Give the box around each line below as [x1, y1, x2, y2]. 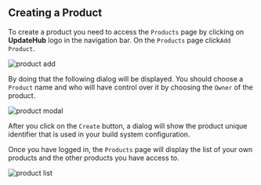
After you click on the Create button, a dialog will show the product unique [8, 121, 248, 130]
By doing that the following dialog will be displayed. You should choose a [8, 74, 244, 83]
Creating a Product [8, 6, 103, 20]
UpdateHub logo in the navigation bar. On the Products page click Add [8, 35, 231, 45]
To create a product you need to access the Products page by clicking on [8, 27, 245, 36]
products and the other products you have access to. [8, 153, 179, 162]
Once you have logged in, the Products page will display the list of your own [8, 144, 253, 154]
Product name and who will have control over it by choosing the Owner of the [8, 82, 253, 92]
